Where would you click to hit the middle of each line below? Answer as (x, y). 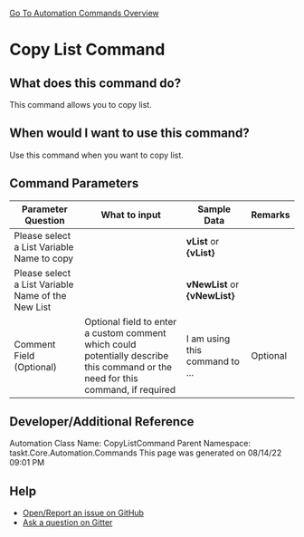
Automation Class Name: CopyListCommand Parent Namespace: (130, 444)
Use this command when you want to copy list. (96, 155)
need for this (111, 378)
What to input (131, 215)
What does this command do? (95, 83)
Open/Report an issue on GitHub (83, 513)
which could (110, 344)
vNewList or (213, 284)
